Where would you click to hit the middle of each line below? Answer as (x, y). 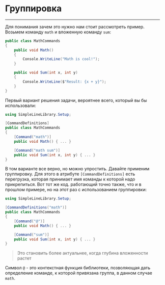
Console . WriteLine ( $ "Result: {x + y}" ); (65, 81)
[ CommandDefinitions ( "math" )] (36, 207)
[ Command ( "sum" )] (32, 234)
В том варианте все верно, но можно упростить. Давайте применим (77, 169)
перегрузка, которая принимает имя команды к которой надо (70, 179)
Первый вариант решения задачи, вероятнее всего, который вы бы (76, 100)
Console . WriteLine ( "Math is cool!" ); (61, 59)
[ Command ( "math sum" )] (37, 150)
